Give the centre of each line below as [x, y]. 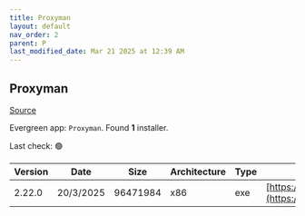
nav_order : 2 [34, 34]
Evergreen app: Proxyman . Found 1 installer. [89, 127]
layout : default [40, 26]
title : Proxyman [40, 18]
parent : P [28, 43]
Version [31, 172]
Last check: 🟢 [36, 145]
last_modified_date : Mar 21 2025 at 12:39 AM [97, 52]
